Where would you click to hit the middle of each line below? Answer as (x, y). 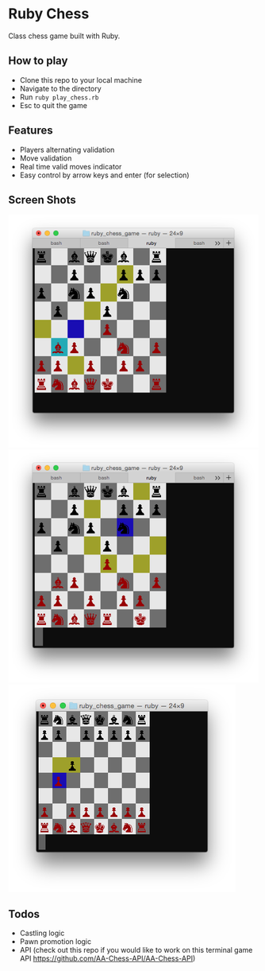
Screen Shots (42, 200)
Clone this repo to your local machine (81, 80)
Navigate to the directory (60, 88)
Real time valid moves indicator (71, 166)
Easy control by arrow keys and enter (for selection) (104, 175)
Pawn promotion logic (56, 942)
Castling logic (42, 933)
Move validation (46, 158)
